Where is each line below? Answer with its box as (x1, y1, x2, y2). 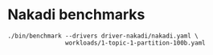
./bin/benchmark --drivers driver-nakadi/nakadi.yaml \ (7, 32, 199, 40)
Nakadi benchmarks (7, 6, 145, 24)
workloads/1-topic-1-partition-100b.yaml (64, 38, 206, 47)
